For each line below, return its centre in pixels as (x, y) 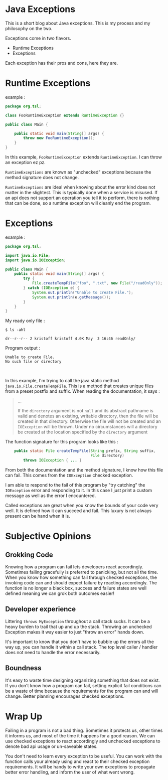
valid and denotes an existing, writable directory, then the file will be (88, 416)
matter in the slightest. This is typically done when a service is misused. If (81, 192)
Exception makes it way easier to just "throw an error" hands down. (75, 632)
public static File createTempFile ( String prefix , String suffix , (85, 451)
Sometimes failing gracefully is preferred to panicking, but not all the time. (82, 572)
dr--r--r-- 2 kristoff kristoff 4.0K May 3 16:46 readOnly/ (70, 339)
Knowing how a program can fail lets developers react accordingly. (74, 567)
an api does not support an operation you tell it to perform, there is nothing (82, 198)
